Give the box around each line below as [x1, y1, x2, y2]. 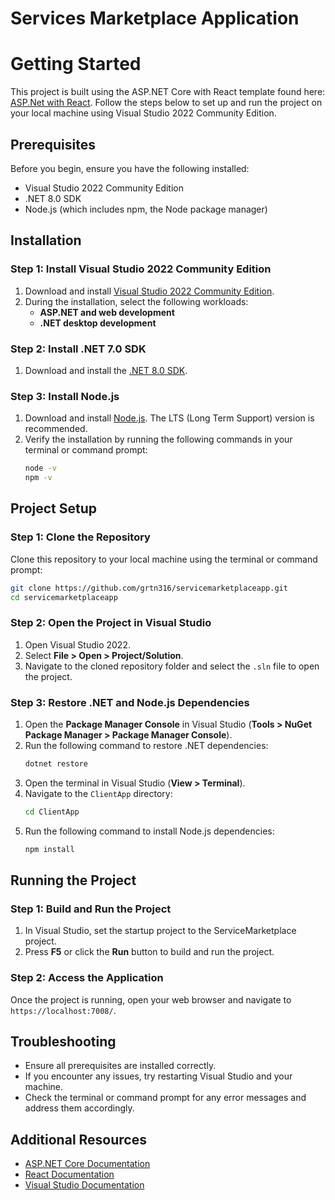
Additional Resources [10, 1131, 147, 1148]
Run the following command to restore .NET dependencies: [24, 740, 269, 751]
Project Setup [10, 500, 98, 517]
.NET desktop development [39, 317, 157, 329]
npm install [24, 844, 75, 854]
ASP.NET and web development [39, 306, 175, 318]
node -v [24, 463, 57, 474]
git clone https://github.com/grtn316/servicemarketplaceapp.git [10, 583, 288, 593]
